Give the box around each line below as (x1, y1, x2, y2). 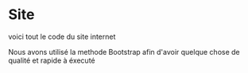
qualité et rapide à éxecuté (8, 56, 95, 65)
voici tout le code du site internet (8, 32, 116, 41)
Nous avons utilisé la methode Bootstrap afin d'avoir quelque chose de (8, 47, 240, 56)
